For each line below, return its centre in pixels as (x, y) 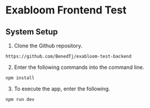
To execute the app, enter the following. (62, 89)
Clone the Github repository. (48, 46)
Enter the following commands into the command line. (79, 67)
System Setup (32, 32)
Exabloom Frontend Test (66, 10)
